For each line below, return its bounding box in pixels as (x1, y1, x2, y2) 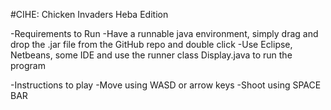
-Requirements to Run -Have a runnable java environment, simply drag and (10, 28, 319, 39)
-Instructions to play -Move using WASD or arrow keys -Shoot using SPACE (10, 79, 322, 91)
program (10, 60, 46, 71)
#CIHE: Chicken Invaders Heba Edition (10, 9, 169, 20)
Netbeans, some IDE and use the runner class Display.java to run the (10, 49, 293, 61)
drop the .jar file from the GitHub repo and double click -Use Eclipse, (10, 39, 293, 50)
